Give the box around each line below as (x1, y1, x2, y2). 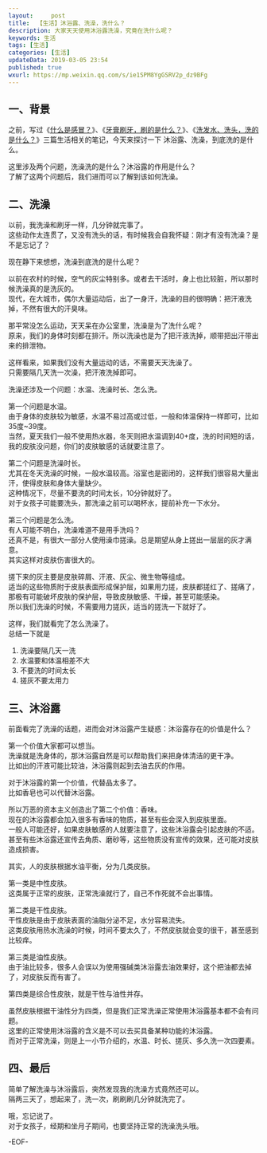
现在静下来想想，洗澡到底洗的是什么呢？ (8, 257, 141, 267)
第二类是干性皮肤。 (8, 906, 72, 915)
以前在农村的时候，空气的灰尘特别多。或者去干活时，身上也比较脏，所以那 (8, 274, 252, 284)
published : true (8, 64, 62, 72)
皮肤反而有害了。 (29, 972, 85, 982)
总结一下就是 (8, 629, 50, 639)
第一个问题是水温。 (8, 402, 72, 411)
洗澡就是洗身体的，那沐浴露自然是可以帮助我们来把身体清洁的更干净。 (8, 751, 238, 761)
